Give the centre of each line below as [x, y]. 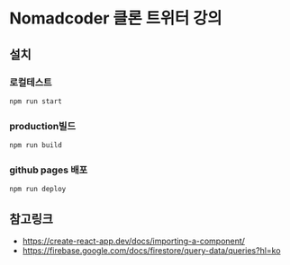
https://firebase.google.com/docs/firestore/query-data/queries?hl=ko [151, 251]
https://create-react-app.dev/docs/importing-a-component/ [134, 241]
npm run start [36, 101]
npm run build [36, 146]
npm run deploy [38, 190]
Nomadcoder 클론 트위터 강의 [116, 18]
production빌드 [43, 126]
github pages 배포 [49, 170]
